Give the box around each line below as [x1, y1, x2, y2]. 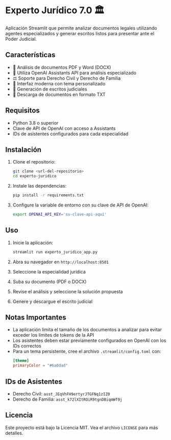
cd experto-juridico [12, 174, 57, 179]
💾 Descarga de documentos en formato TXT [12, 91, 106, 98]
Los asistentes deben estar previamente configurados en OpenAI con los [12, 337, 166, 343]
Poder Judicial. [5, 36, 37, 42]
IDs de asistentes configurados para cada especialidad [12, 130, 129, 136]
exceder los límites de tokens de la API [12, 332, 94, 338]
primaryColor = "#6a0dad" [12, 363, 68, 368]
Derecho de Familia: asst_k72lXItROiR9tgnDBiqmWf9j [12, 396, 123, 402]
